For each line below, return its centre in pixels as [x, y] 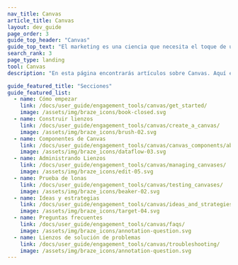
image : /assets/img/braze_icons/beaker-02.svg [90, 191]
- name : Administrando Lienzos [60, 159]
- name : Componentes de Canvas [60, 139]
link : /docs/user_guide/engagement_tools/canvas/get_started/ [114, 106]
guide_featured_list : [39, 93]
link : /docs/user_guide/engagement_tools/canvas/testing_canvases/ [121, 185]
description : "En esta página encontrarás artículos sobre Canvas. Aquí [117, 73]
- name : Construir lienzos [53, 119]
